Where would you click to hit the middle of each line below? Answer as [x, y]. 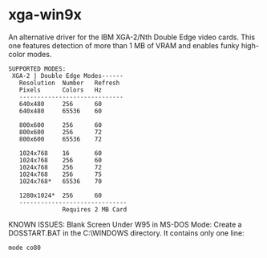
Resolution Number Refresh [69, 83]
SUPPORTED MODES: [37, 69]
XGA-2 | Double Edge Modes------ [68, 76]
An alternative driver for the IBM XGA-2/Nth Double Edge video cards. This [131, 37]
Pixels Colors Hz [61, 90]
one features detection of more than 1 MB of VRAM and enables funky [124, 45]
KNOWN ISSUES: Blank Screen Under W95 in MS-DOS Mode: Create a [125, 224]
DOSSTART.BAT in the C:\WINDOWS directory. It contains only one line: [126, 233]
